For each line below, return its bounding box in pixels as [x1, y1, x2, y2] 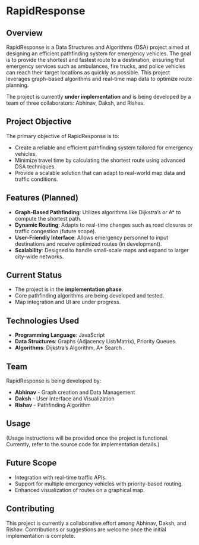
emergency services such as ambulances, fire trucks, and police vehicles [6, 62, 186, 70]
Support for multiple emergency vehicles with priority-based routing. [14, 480, 183, 487]
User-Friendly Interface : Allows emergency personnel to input [14, 234, 169, 241]
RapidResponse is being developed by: [6, 377, 102, 384]
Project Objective [6, 117, 72, 127]
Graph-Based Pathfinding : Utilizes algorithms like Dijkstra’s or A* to [14, 208, 181, 215]
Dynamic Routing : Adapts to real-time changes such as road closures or [14, 221, 193, 228]
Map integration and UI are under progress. [14, 299, 121, 306]
